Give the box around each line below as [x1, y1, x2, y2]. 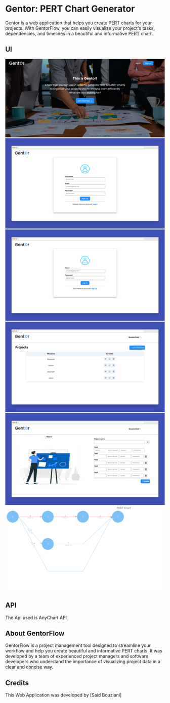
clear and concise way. [5, 664, 54, 670]
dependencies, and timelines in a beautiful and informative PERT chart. [5, 30, 153, 36]
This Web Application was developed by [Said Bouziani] [5, 692, 122, 698]
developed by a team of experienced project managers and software [5, 653, 148, 660]
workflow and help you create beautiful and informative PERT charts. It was [5, 648, 163, 654]
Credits [5, 678, 29, 687]
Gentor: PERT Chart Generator [5, 3, 135, 15]
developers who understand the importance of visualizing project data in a [5, 659, 160, 665]
